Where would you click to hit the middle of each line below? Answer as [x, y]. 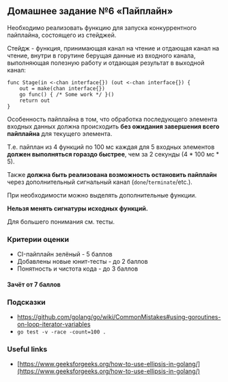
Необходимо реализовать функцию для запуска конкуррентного [102, 27]
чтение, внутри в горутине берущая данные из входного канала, [101, 55]
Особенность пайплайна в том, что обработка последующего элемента [112, 119]
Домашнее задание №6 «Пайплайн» [90, 11]
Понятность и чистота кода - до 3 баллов [77, 269]
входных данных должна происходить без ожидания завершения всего [113, 126]
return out [35, 100]
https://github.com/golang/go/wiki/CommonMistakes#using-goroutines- [119, 317]
